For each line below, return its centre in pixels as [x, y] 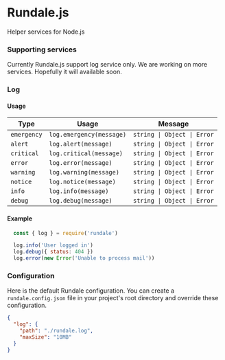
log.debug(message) [81, 201]
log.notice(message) [83, 182]
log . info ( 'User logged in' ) [54, 245]
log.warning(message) [84, 172]
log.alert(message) [81, 144]
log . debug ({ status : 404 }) [54, 252]
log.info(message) [79, 191]
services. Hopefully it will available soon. [64, 72]
